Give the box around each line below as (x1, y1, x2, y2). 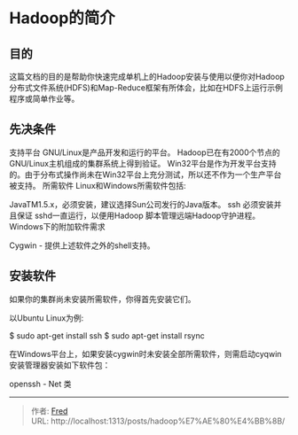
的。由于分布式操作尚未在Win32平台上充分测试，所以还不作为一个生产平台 (9, 169, 282, 180)
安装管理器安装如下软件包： (9, 360, 111, 370)
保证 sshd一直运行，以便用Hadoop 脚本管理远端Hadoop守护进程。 (16, 210, 260, 221)
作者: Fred (30, 405, 68, 416)
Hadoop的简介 (9, 8, 115, 28)
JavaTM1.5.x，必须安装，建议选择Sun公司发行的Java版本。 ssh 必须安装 (9, 198, 274, 209)
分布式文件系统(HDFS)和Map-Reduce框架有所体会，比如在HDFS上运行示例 (9, 82, 284, 93)
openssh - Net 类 (9, 378, 72, 389)
